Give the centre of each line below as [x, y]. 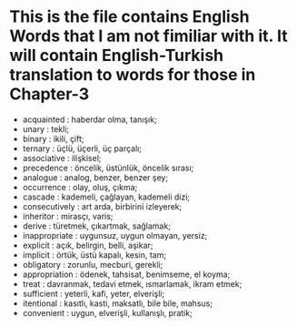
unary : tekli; [46, 128]
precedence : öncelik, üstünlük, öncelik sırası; [108, 168]
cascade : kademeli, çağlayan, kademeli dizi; [106, 197]
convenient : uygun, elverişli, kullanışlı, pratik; [107, 312]
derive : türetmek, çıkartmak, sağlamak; [96, 226]
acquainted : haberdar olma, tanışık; [89, 119]
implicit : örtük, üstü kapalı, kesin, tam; [94, 255]
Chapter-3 [49, 94]
